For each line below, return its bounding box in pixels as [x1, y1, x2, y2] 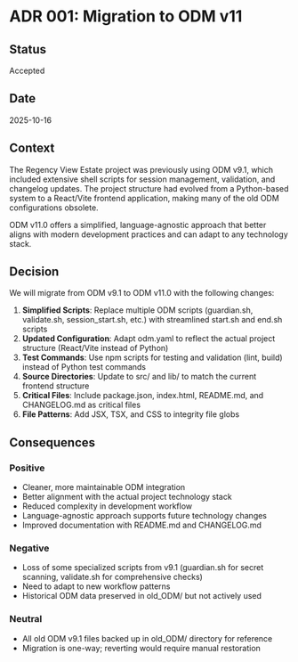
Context [9, 141, 55, 156]
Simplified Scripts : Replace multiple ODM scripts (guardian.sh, [21, 305, 254, 315]
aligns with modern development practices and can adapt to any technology [9, 229, 289, 240]
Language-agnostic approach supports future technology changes [21, 511, 268, 521]
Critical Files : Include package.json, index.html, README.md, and [21, 390, 264, 401]
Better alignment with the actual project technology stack [21, 492, 233, 503]
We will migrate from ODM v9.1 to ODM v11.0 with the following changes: [9, 288, 275, 298]
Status [9, 42, 47, 57]
